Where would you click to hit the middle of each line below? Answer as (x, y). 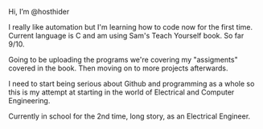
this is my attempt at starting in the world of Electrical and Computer (121, 92)
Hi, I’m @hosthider (39, 12)
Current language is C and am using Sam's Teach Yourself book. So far (126, 36)
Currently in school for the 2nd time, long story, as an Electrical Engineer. (129, 116)
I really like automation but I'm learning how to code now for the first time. (131, 27)
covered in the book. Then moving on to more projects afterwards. (118, 68)
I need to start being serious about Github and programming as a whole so (131, 84)
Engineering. (29, 101)
